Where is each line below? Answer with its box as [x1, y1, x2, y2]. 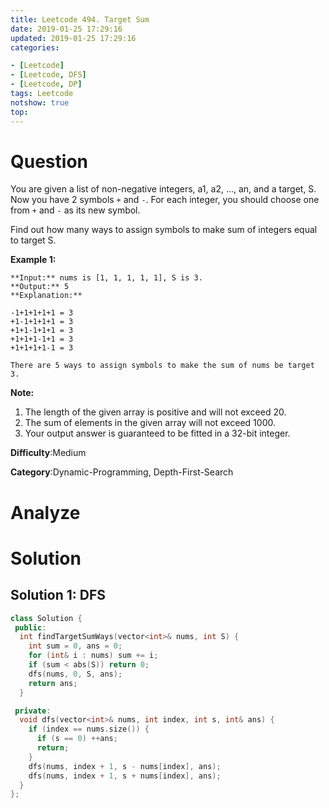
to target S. [10, 234, 57, 246]
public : [14, 622, 47, 633]
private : [14, 706, 52, 716]
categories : [10, 42, 60, 53]
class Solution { [10, 613, 83, 623]
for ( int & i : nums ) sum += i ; [28, 651, 159, 661]
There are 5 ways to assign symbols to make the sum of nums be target [10, 361, 315, 371]
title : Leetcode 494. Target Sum [10, 14, 150, 25]
